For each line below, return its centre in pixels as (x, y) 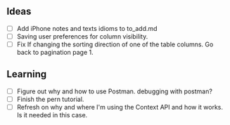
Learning (27, 74)
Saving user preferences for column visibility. (82, 36)
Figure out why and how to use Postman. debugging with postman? (114, 91)
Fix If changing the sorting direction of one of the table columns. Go (115, 44)
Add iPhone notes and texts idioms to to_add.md (87, 28)
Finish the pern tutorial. (50, 99)
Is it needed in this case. (52, 115)
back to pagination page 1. (55, 52)
